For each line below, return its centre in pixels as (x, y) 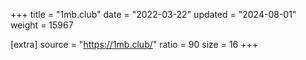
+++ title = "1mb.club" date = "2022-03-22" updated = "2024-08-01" (153, 14)
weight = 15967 (42, 25)
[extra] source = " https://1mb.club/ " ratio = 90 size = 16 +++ (134, 44)
